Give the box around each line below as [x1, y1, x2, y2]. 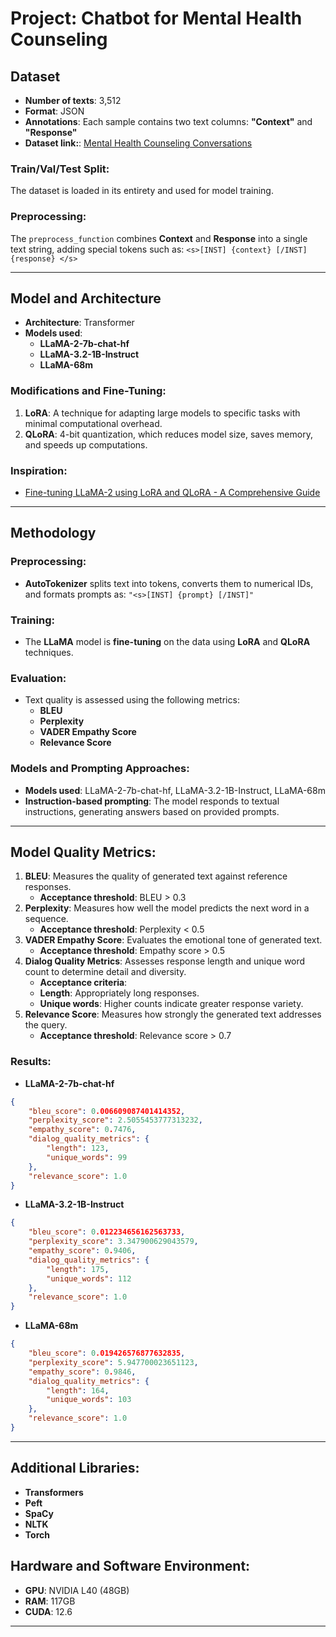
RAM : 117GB [24, 1595, 76, 1607]
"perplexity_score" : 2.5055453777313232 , [28, 1115, 203, 1126]
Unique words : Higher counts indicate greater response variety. [39, 998, 304, 1010]
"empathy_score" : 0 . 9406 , [28, 1246, 137, 1256]
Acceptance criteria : [39, 977, 128, 989]
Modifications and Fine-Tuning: [10, 384, 167, 398]
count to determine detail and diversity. [24, 966, 187, 978]
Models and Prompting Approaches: [10, 762, 190, 776]
